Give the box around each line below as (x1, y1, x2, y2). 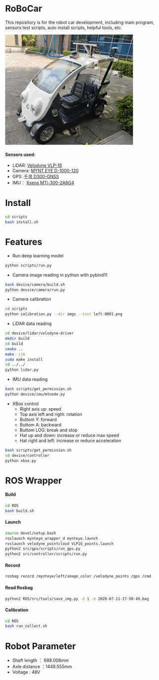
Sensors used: (5, 152, 36, 157)
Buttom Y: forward (19, 417, 57, 422)
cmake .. (5, 346, 23, 352)
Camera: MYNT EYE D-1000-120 (12, 168, 79, 174)
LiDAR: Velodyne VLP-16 (12, 162, 62, 168)
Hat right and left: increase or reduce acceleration (19, 437, 121, 443)
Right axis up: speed (19, 406, 62, 412)
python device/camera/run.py (5, 287, 65, 292)
